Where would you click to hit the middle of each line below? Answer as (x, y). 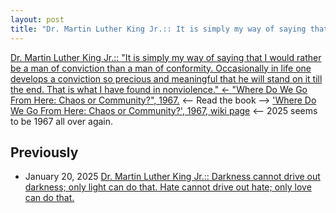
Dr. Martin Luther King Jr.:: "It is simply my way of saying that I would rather (166, 57)
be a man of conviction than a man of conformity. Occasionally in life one (161, 68)
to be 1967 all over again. (62, 121)
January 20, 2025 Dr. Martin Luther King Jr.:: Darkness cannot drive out (172, 177)
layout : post (37, 19)
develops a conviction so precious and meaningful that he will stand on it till (166, 78)
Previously (44, 152)
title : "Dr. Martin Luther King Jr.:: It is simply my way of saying (158, 29)
